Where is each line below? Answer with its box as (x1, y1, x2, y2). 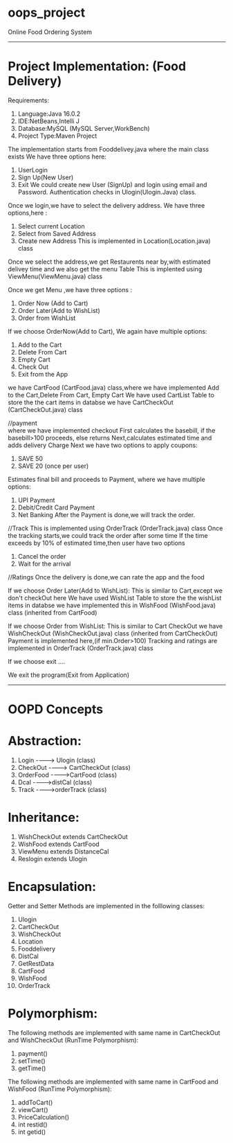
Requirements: (8, 96, 49, 105)
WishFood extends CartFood (17, 840, 100, 848)
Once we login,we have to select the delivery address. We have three (8, 201, 205, 209)
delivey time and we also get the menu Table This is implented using (8, 264, 203, 273)
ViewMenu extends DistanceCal (17, 847, 109, 856)
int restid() (17, 1120, 48, 1128)
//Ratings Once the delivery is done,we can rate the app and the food (8, 573, 205, 581)
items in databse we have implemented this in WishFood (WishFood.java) (8, 601, 216, 609)
